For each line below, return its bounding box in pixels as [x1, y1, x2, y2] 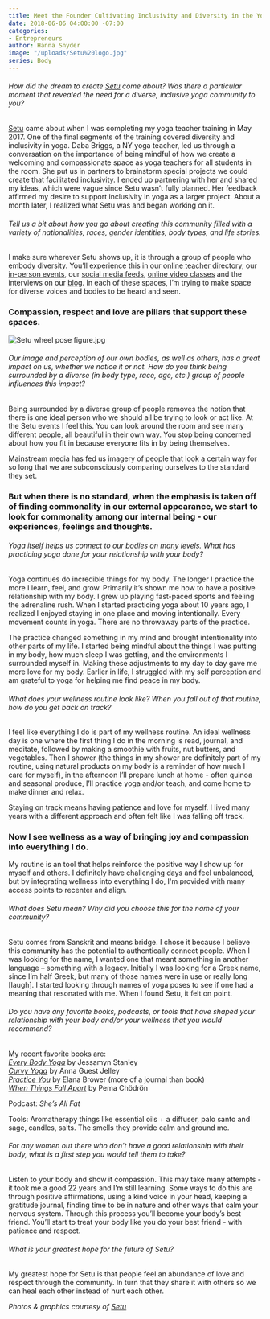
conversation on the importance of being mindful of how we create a [8, 150, 235, 159]
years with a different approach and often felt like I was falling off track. [8, 812, 245, 821]
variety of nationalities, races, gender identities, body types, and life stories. [8, 227, 261, 237]
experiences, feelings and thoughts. [8, 520, 153, 532]
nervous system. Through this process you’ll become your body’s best [8, 1209, 242, 1218]
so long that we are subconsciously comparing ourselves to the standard [8, 462, 250, 471]
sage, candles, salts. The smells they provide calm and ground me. [8, 1123, 230, 1132]
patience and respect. [8, 1226, 81, 1235]
